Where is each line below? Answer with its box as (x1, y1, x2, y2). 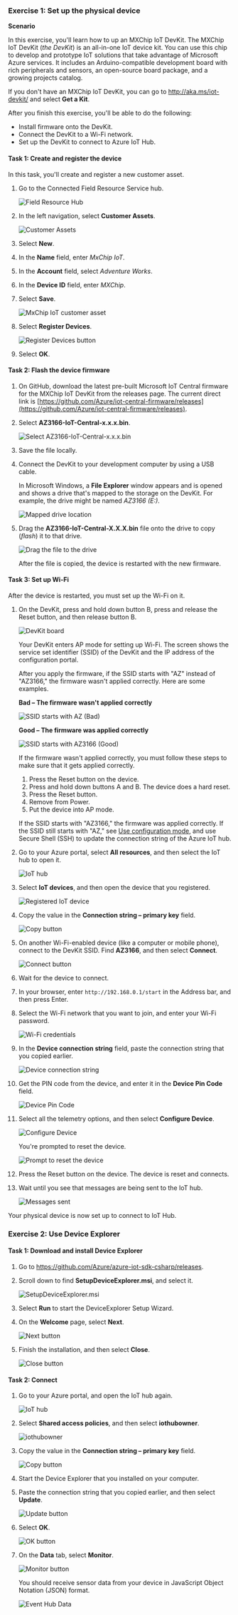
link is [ (18, 396, 40, 405)
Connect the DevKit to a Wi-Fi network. (18, 130, 134, 139)
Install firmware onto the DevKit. (18, 123, 113, 131)
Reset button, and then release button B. (18, 612, 137, 621)
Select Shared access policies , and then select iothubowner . (18, 1419, 200, 1427)
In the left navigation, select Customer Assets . (18, 211, 156, 220)
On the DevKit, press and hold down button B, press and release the (18, 605, 218, 613)
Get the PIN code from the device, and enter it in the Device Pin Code (18, 1079, 223, 1087)
